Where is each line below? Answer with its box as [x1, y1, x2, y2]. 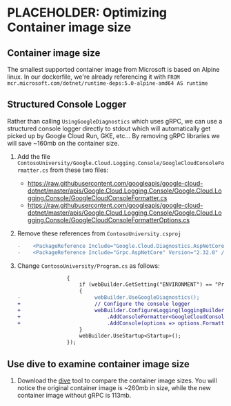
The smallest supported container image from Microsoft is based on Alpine [7, 66, 220, 73]
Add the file [17, 152, 50, 160]
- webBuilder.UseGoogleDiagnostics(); [17, 294, 200, 301]
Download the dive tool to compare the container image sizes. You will [17, 376, 217, 385]
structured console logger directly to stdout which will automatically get [7, 124, 211, 133]
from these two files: [50, 166, 109, 174]
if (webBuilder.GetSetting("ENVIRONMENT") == [79, 281, 212, 288]
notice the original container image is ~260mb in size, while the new [17, 384, 212, 391]
